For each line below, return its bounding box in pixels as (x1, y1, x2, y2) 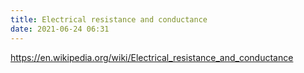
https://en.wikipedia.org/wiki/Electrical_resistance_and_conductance (10, 51, 294, 63)
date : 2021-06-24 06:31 (10, 24, 110, 34)
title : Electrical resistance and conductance (10, 14, 208, 25)
